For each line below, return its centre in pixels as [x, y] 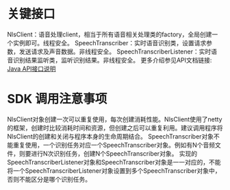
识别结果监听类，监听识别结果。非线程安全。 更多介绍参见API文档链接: [112, 60]
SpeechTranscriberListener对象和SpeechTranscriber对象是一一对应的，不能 [114, 162]
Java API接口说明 [31, 69]
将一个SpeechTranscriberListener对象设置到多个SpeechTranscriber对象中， [114, 170]
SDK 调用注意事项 [57, 99]
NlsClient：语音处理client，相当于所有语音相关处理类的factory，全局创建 [110, 34]
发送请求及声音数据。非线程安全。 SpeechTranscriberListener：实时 [115, 51]
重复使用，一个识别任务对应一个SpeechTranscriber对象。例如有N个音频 [114, 145]
